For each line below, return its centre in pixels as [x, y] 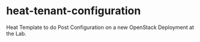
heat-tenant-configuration [74, 11]
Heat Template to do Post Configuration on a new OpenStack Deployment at [100, 27]
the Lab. [16, 33]
